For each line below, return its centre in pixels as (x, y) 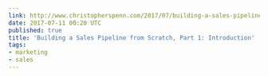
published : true (35, 30)
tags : (17, 45)
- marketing (28, 52)
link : (17, 15)
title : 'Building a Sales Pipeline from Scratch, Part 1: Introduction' (132, 38)
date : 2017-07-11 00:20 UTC (55, 23)
